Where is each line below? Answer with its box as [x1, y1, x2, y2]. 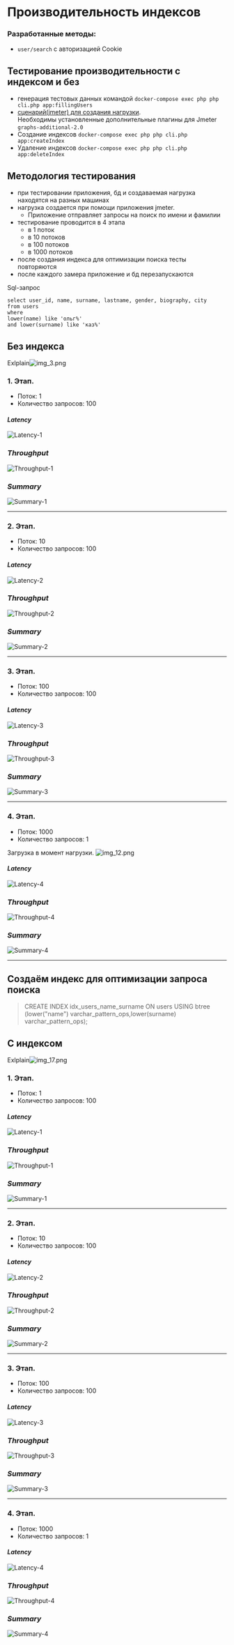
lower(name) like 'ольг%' [7, 315, 82, 323]
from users [7, 303, 39, 310]
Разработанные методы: [7, 29, 96, 39]
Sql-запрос [7, 284, 40, 292]
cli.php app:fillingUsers [17, 102, 93, 109]
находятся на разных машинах [17, 196, 109, 204]
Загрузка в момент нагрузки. [7, 848, 94, 857]
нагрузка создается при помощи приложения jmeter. [17, 204, 175, 212]
